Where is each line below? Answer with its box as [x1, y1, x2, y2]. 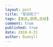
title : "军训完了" [5, 12, 40, 17]
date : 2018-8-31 [5, 30, 38, 35]
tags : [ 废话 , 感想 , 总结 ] [5, 16, 49, 21]
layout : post [5, 7, 32, 12]
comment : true [5, 21, 34, 26]
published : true [5, 25, 38, 30]
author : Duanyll [5, 35, 38, 40]
